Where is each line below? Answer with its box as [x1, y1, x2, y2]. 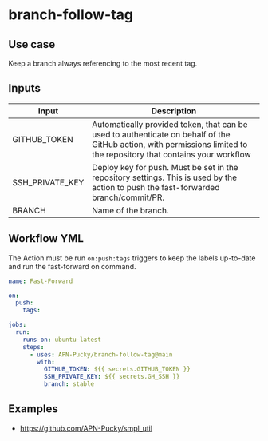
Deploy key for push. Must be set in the [91, 161, 238, 173]
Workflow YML [8, 232, 84, 245]
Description [151, 105, 197, 117]
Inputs [8, 81, 41, 95]
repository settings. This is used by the [91, 172, 238, 183]
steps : [22, 343, 45, 351]
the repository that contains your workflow [91, 149, 251, 160]
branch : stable [43, 380, 94, 388]
